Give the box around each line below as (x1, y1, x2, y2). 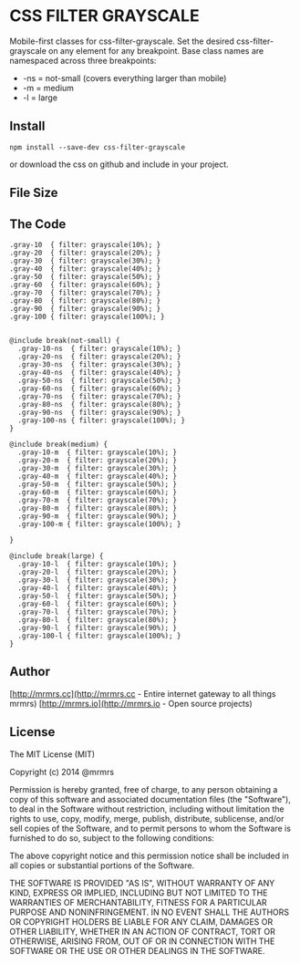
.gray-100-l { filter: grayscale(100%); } (17, 631, 181, 640)
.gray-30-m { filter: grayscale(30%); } (17, 463, 178, 472)
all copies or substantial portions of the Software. (9, 859, 194, 871)
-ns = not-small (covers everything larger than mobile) (22, 72, 227, 83)
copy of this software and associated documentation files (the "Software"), (9, 793, 292, 804)
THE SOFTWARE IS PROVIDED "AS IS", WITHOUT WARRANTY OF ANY (9, 877, 275, 888)
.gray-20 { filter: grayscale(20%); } (9, 248, 161, 257)
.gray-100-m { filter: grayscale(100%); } (17, 519, 181, 529)
